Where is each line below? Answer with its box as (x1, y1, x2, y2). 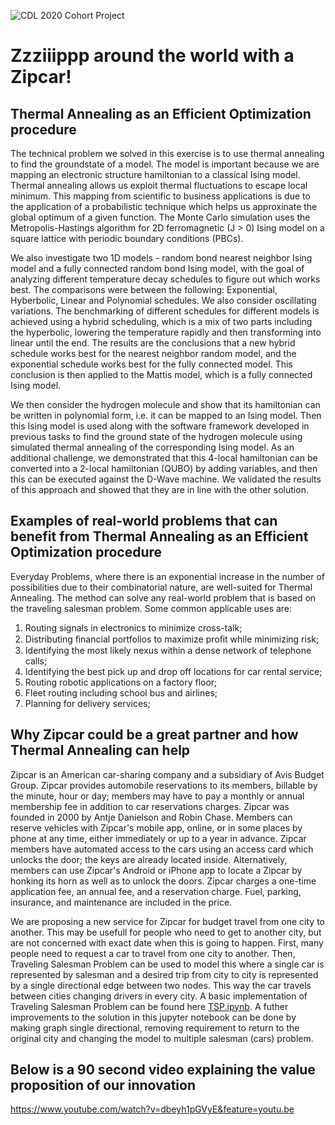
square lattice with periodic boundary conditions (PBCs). (10, 233, 244, 244)
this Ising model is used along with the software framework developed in (10, 420, 310, 432)
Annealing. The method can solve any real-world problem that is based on (10, 591, 317, 604)
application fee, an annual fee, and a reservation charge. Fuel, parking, (10, 885, 302, 897)
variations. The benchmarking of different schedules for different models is (10, 305, 320, 317)
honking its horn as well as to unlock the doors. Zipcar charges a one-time (10, 875, 317, 887)
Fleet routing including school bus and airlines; (24, 686, 218, 699)
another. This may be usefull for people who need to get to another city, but (10, 926, 322, 938)
